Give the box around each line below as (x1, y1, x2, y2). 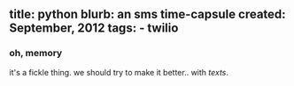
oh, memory (9, 47, 63, 60)
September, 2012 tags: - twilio (9, 21, 179, 36)
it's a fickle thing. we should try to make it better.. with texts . (9, 67, 228, 77)
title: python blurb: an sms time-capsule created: (9, 7, 286, 22)
